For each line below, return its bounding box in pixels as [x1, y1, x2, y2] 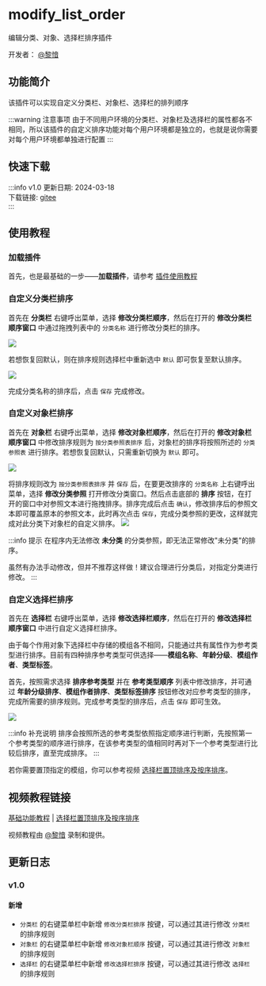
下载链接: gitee [8, 192, 57, 201]
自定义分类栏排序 [8, 293, 74, 305]
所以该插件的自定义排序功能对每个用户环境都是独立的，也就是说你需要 [28, 125, 258, 134]
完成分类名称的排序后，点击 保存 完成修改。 [8, 386, 149, 396]
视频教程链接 [8, 791, 71, 804]
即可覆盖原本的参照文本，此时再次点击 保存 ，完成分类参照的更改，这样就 [14, 508, 251, 518]
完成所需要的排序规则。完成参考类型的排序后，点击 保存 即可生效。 [8, 696, 226, 707]
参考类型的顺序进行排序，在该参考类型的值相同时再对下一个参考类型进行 [14, 739, 251, 748]
